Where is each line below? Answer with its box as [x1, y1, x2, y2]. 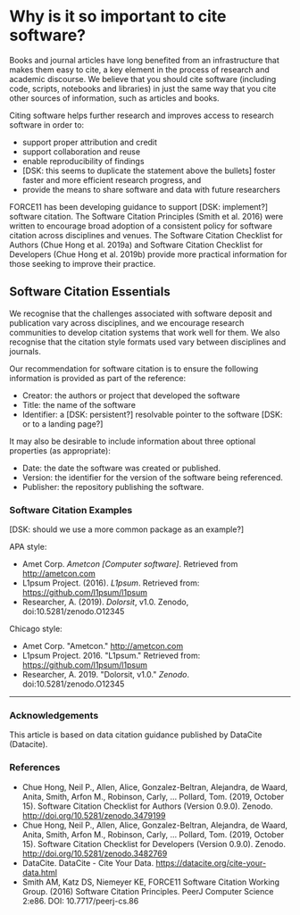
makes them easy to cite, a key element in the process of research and [9, 64, 270, 75]
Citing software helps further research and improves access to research [9, 110, 274, 121]
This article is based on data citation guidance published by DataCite [9, 729, 262, 740]
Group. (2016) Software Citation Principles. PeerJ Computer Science [21, 886, 274, 896]
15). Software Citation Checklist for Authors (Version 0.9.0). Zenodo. [21, 801, 273, 811]
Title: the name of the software [21, 399, 137, 410]
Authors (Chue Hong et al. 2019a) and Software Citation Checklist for [9, 239, 263, 250]
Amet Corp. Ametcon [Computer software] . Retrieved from [21, 559, 238, 570]
